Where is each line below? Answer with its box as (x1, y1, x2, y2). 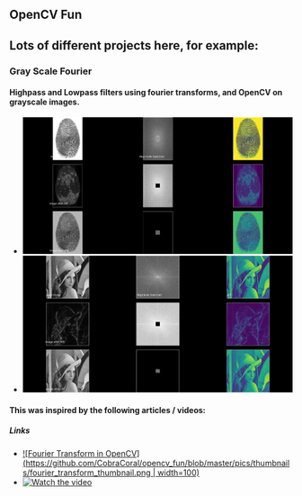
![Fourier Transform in (22, 447, 104, 458)
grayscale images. (9, 96, 80, 107)
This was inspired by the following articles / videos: (9, 404, 206, 415)
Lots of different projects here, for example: (9, 38, 259, 53)
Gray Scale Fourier (9, 65, 93, 77)
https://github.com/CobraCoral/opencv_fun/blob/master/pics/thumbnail (25, 457, 290, 468)
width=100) (156, 467, 200, 478)
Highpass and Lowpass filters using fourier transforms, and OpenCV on (9, 87, 283, 98)
